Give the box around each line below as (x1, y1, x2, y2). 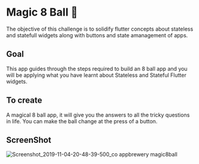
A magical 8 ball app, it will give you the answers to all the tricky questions (6, 111, 190, 118)
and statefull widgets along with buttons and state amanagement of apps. (6, 31, 188, 38)
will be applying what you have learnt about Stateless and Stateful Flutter (6, 71, 187, 79)
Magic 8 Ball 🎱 (6, 5, 78, 19)
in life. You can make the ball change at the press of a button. (6, 117, 158, 125)
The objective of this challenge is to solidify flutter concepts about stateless (6, 25, 194, 32)
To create (6, 96, 43, 106)
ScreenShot (6, 135, 52, 145)
